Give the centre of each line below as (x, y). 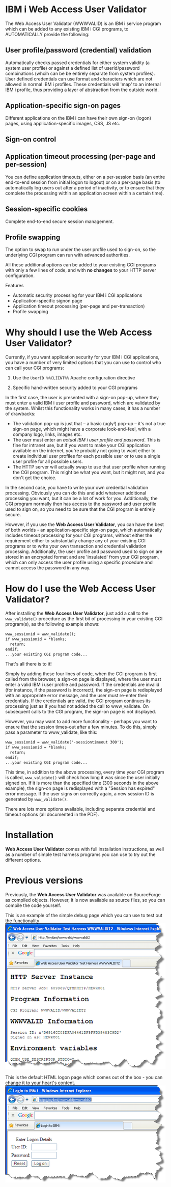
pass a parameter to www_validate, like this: (51, 732)
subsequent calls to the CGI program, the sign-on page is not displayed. (81, 712)
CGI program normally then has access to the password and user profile (81, 504)
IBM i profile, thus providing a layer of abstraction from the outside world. (82, 90)
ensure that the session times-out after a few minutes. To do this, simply (81, 727)
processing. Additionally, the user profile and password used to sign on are (84, 551)
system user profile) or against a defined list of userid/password (73, 68)
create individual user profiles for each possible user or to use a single (87, 456)
